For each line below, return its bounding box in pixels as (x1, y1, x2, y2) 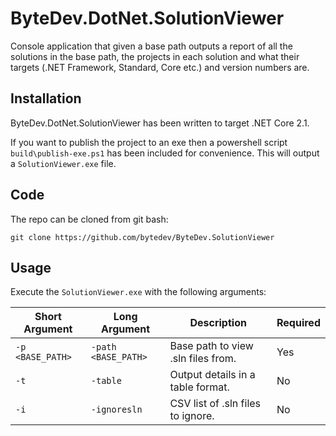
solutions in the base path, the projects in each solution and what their (10, 50, 300, 62)
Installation (10, 90, 82, 107)
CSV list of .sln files (169, 397, 262, 411)
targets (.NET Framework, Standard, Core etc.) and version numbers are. (10, 61, 310, 73)
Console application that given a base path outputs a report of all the (10, 40, 293, 52)
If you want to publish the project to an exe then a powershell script (10, 136, 288, 148)
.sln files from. (169, 352, 237, 366)
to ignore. (169, 409, 215, 423)
